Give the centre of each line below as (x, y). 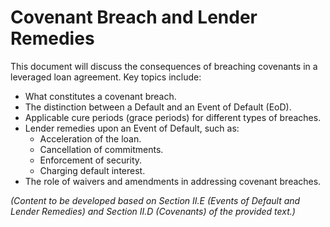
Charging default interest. (92, 170)
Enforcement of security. (91, 160)
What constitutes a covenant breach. (100, 96)
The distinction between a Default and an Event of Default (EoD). (158, 107)
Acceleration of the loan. (90, 138)
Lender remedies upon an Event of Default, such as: (132, 128)
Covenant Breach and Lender (134, 17)
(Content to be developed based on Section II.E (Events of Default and (155, 200)
